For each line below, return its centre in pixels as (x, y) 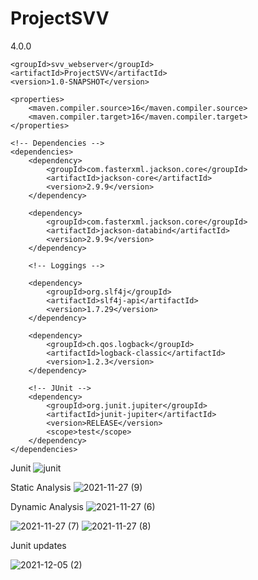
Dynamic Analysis (47, 506)
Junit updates (38, 545)
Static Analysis (41, 487)
